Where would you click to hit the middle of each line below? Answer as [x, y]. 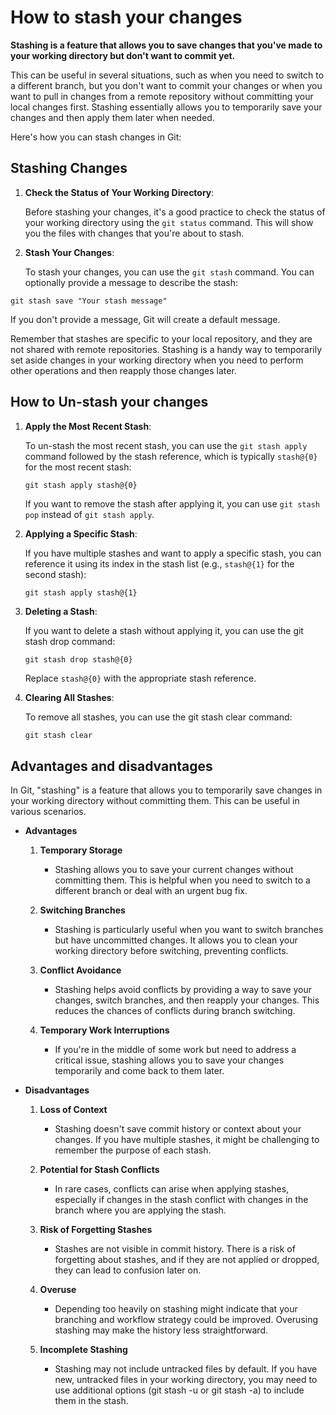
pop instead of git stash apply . [89, 514]
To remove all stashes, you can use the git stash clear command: [158, 717]
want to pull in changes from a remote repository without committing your [162, 96]
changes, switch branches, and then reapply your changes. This [187, 1000]
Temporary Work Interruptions [104, 1030]
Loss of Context [73, 1110]
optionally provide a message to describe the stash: [131, 282]
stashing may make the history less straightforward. [161, 1330]
